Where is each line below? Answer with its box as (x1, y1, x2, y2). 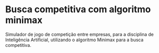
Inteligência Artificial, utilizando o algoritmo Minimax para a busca (5, 37, 144, 43)
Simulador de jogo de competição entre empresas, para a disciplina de (5, 31, 154, 37)
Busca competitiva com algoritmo (5, 4, 151, 15)
